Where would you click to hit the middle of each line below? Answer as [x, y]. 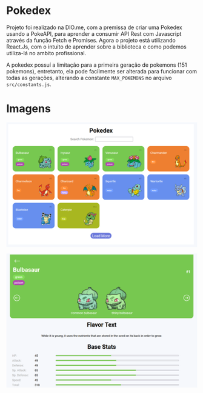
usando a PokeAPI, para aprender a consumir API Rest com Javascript [94, 33]
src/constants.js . [29, 84]
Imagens [29, 109]
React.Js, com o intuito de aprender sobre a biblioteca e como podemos [96, 47]
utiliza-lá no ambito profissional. [46, 53]
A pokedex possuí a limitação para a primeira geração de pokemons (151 [97, 65]
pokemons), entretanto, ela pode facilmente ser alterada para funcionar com [102, 71]
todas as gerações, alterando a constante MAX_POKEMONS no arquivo [89, 78]
